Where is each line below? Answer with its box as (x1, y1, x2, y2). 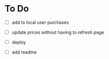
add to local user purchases (11, 19, 69, 25)
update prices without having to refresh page (11, 29, 105, 35)
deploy (11, 39, 26, 45)
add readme (11, 49, 37, 55)
